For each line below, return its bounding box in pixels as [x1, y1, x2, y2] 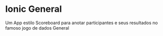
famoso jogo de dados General [5, 25, 69, 31]
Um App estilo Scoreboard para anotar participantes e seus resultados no [5, 20, 158, 26]
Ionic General [5, 3, 62, 15]
